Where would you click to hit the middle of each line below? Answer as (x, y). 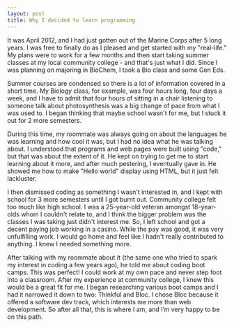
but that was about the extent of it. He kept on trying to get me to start (108, 156)
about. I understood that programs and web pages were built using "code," (115, 149)
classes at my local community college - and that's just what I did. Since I (112, 62)
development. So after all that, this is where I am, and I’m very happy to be (114, 309)
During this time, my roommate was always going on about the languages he (117, 134)
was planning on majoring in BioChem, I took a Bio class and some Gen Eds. (116, 70)
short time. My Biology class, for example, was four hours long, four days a (115, 91)
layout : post (26, 14)
